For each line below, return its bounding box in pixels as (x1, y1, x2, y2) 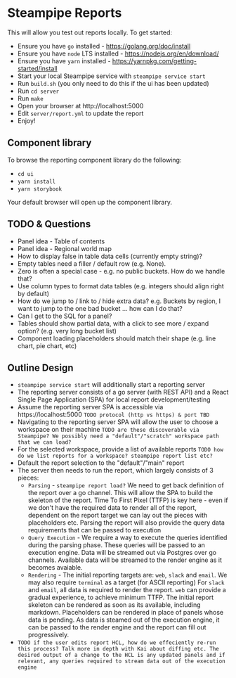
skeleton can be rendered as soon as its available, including (27, 601, 202, 609)
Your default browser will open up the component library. (7, 198, 172, 206)
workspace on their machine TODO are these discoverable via (17, 426, 199, 434)
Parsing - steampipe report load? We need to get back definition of (27, 481, 225, 490)
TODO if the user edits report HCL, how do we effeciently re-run (17, 639, 216, 646)
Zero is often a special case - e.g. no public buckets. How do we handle (17, 267, 225, 275)
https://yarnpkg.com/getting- (112, 56, 197, 65)
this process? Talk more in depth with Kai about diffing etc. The (17, 646, 219, 653)
